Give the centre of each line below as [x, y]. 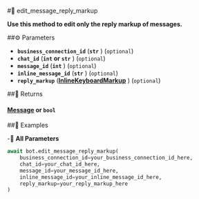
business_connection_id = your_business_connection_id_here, [106, 158]
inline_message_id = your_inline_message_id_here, [91, 177]
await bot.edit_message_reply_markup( [63, 152]
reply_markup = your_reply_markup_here [74, 184]
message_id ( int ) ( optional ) [57, 66]
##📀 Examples [28, 126]
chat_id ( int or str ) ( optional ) [61, 58]
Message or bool [31, 110]
